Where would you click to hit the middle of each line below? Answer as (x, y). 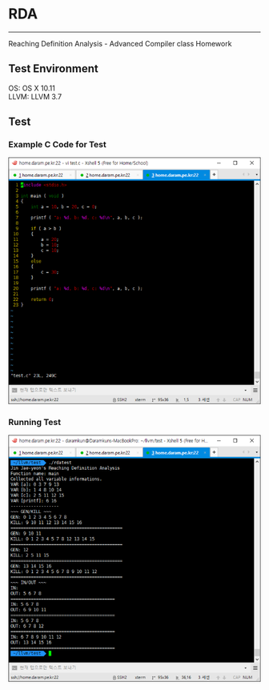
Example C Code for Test (57, 145)
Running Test (35, 422)
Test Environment (53, 69)
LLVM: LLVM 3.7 (35, 96)
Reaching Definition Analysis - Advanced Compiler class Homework (120, 43)
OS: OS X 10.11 (32, 88)
